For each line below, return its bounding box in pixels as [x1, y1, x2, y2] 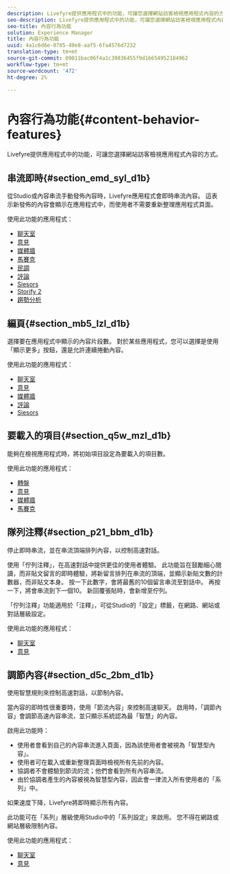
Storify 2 [16, 288, 42, 296]
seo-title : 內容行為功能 [7, 23, 72, 30]
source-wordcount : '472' [7, 67, 78, 74]
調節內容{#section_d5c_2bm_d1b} [7, 669, 155, 680]
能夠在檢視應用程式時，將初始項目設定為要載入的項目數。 [7, 449, 169, 457]
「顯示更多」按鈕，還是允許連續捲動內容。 [7, 345, 127, 354]
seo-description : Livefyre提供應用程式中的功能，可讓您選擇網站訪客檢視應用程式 [7, 16, 217, 23]
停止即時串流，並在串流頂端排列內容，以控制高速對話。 [7, 546, 163, 554]
